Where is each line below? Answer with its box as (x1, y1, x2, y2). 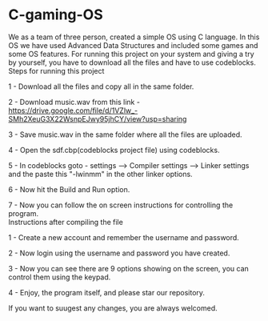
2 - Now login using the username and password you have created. (8, 248, 230, 258)
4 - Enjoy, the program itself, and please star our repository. (8, 287, 206, 297)
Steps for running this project (8, 66, 105, 75)
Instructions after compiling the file (8, 217, 124, 227)
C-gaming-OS (8, 6, 104, 24)
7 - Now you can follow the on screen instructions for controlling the (8, 200, 234, 210)
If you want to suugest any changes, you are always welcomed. (8, 303, 218, 313)
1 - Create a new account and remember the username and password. (8, 232, 240, 242)
